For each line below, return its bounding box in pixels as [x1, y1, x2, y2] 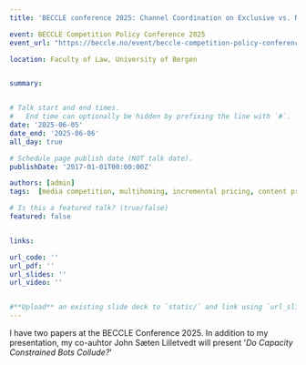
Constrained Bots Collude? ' [9, 347, 112, 358]
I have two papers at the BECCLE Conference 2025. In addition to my [9, 328, 269, 338]
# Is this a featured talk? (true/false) [9, 204, 169, 213]
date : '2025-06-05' [9, 120, 84, 129]
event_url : [9, 38, 51, 47]
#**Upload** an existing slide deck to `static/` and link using [9, 302, 262, 312]
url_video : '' [9, 279, 64, 288]
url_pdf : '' [9, 261, 55, 270]
